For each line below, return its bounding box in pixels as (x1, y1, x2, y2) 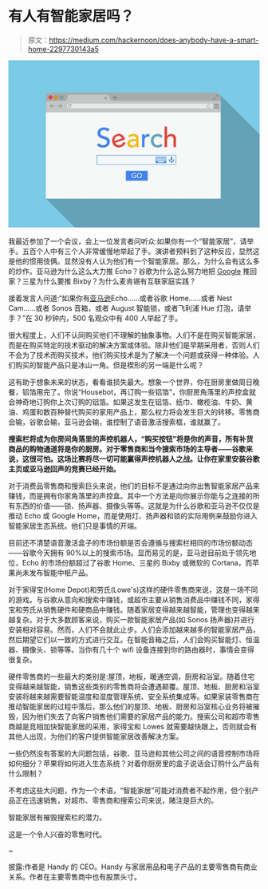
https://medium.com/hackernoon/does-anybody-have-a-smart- (49, 35, 259, 45)
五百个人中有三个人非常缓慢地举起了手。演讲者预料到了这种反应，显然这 (22, 247, 260, 256)
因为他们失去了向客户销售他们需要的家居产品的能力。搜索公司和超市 (22, 712, 246, 721)
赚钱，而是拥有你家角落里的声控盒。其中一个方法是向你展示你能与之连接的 (8, 491, 253, 501)
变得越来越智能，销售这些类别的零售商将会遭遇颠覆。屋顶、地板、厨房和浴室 (8, 682, 260, 692)
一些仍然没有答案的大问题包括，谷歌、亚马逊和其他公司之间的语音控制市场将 (8, 748, 260, 759)
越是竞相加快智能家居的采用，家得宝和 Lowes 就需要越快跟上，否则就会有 (14, 722, 258, 732)
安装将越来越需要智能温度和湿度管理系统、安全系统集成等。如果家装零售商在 (8, 692, 260, 701)
